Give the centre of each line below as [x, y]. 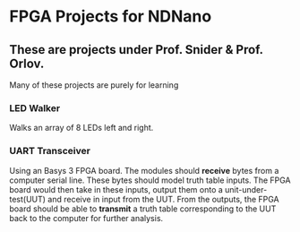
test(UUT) [28, 199]
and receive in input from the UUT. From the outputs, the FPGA [163, 199]
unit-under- [246, 189]
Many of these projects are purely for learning [94, 85]
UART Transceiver [50, 151]
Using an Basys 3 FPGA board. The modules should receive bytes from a [144, 170]
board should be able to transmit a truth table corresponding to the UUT [143, 209]
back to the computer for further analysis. [86, 218]
